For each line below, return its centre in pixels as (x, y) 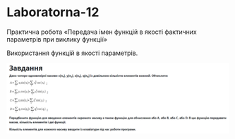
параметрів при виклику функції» (57, 39)
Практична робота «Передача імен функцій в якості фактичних (102, 32)
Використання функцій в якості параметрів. (72, 53)
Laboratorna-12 (53, 12)
